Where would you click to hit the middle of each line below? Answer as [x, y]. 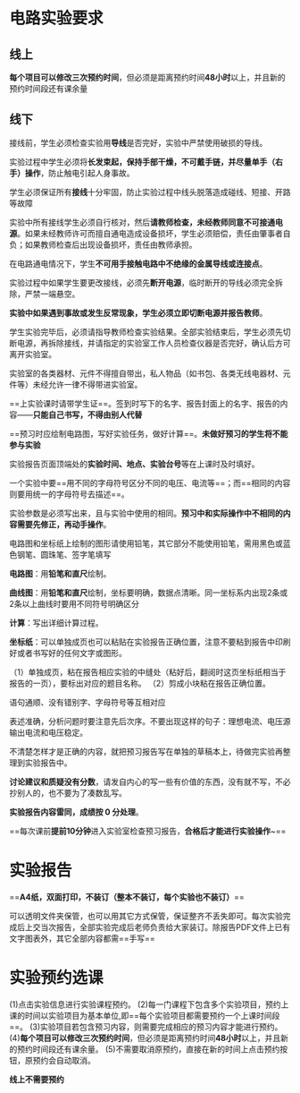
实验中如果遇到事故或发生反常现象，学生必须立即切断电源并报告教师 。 [138, 312]
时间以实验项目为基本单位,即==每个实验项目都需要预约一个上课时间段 [152, 1015]
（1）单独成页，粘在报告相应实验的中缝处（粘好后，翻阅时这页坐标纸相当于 [148, 671]
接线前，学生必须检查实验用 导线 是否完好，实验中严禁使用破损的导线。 [138, 142]
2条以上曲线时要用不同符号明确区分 [75, 603]
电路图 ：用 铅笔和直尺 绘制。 [60, 573]
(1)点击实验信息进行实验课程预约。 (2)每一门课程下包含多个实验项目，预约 [145, 1004]
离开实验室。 [33, 354]
